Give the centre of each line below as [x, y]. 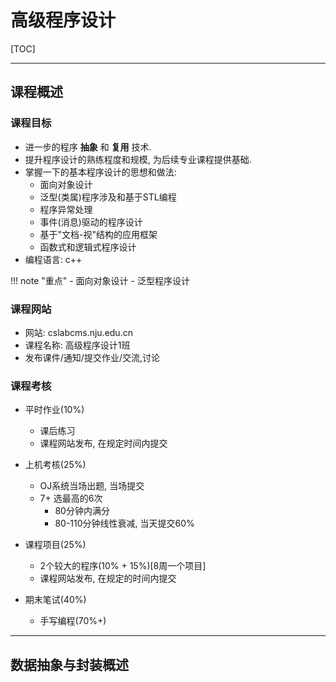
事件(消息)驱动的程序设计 [91, 222]
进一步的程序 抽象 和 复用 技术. [88, 147]
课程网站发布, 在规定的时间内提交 [108, 578]
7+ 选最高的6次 [71, 498]
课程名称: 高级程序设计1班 [77, 345]
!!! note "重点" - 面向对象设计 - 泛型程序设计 [100, 280]
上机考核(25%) [55, 465]
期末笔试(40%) [55, 600]
